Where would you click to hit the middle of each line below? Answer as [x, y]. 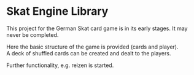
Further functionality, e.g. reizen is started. [60, 65]
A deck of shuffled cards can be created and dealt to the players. [89, 53]
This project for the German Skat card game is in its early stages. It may [97, 28]
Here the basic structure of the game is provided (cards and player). [93, 47]
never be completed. [33, 34]
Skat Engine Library [57, 11]
